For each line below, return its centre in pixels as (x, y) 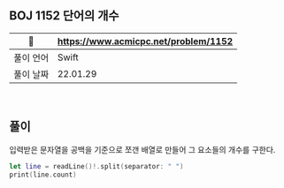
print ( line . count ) (43, 175)
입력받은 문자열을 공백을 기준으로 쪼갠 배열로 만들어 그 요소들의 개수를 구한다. (142, 149)
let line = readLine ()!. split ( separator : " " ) (96, 166)
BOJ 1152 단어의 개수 (64, 16)
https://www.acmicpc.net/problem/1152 (145, 41)
